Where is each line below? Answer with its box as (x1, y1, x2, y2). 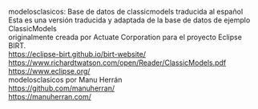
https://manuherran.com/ (8, 92, 92, 101)
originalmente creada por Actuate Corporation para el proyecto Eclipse (8, 32, 243, 42)
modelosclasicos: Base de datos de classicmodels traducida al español (8, 7, 244, 16)
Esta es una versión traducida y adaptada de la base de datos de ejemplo (8, 15, 251, 25)
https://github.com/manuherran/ (8, 83, 115, 93)
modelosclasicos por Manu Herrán (8, 75, 123, 84)
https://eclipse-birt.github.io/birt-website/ (8, 50, 147, 59)
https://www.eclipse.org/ (8, 67, 91, 75)
